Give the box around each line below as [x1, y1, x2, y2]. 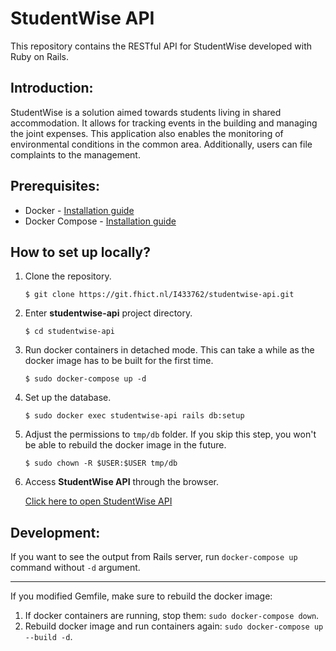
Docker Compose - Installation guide [24, 215, 177, 227]
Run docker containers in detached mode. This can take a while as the [24, 344, 315, 356]
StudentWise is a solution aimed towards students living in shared [10, 106, 282, 118]
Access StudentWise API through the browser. [24, 476, 220, 488]
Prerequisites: [10, 178, 100, 195]
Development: [10, 524, 101, 541]
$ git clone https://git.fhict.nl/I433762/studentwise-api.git [24, 290, 295, 300]
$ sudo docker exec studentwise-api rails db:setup [24, 411, 245, 421]
